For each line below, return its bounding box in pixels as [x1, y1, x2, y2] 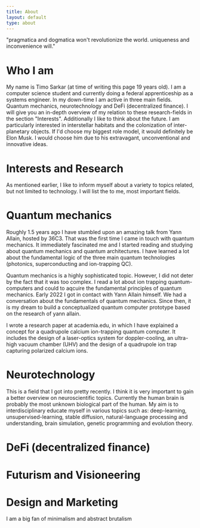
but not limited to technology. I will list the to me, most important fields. [6, 188, 181, 195]
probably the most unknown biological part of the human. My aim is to [6, 400, 179, 408]
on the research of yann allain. [6, 310, 81, 317]
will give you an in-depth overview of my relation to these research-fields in [6, 109, 192, 116]
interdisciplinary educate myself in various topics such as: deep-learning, [6, 407, 187, 414]
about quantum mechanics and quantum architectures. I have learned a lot [6, 248, 189, 255]
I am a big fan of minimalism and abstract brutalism [6, 515, 133, 523]
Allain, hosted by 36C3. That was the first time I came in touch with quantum [6, 235, 195, 242]
